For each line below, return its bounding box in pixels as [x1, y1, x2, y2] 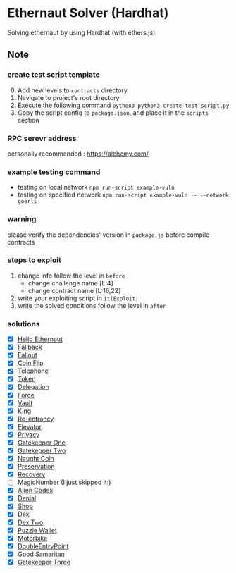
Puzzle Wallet [17, 526, 58, 534]
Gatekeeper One [17, 438, 66, 447]
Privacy [17, 430, 40, 438]
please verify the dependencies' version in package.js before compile [7, 230, 210, 239]
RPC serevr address [7, 133, 77, 143]
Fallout [17, 351, 37, 359]
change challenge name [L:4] [27, 278, 114, 287]
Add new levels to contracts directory [17, 86, 128, 94]
